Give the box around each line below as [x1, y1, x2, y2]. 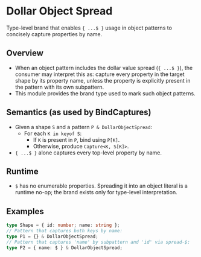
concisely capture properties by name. [6, 30, 103, 37]
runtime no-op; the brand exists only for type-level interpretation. [14, 189, 177, 196]
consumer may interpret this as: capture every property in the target [14, 71, 185, 78]
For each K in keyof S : [24, 130, 82, 137]
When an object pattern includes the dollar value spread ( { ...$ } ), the [14, 64, 193, 71]
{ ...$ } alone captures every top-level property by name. [14, 149, 162, 156]
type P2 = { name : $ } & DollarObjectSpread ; [6, 244, 123, 251]
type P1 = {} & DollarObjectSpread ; [6, 233, 98, 240]
